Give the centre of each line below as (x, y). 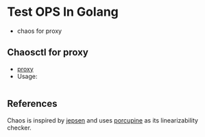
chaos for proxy (39, 31)
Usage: (27, 76)
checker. (20, 127)
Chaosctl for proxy (48, 52)
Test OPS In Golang (63, 12)
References (32, 104)
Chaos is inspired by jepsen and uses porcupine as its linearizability (103, 120)
